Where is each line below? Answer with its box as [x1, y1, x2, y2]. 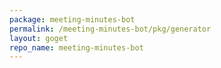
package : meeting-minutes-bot [9, 14, 136, 25]
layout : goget [9, 33, 69, 43]
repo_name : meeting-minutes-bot [9, 42, 144, 53]
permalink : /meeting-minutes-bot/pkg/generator [9, 24, 212, 34]
